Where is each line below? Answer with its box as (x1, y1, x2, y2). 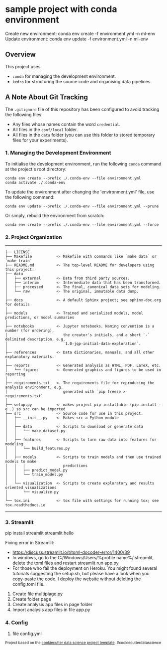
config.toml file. (12, 581, 45, 587)
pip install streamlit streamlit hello (5, 530, 74, 536)
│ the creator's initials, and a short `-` (5, 332, 150, 337)
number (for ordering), (5, 328, 55, 333)
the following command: (5, 194, 55, 200)
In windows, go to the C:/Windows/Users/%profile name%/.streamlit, (12, 555, 154, 561)
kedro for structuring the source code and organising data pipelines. (12, 78, 152, 84)
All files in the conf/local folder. (12, 126, 78, 133)
